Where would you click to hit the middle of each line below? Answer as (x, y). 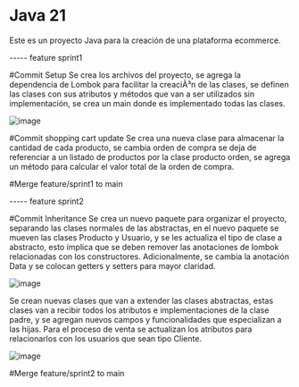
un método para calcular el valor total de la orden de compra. (122, 166)
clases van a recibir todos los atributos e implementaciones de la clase (139, 310)
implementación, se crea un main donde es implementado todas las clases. (147, 103)
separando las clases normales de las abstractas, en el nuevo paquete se (144, 228)
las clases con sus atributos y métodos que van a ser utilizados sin (132, 94)
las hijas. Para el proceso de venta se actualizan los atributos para (131, 329)
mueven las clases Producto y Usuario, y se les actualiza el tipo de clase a (146, 237)
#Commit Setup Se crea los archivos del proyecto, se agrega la (125, 75)
